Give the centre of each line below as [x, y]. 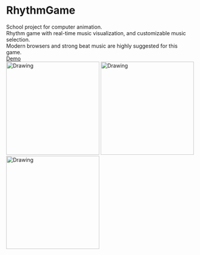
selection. [18, 39]
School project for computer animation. [54, 27]
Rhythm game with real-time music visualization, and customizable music [96, 33]
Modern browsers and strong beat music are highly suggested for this [92, 46]
